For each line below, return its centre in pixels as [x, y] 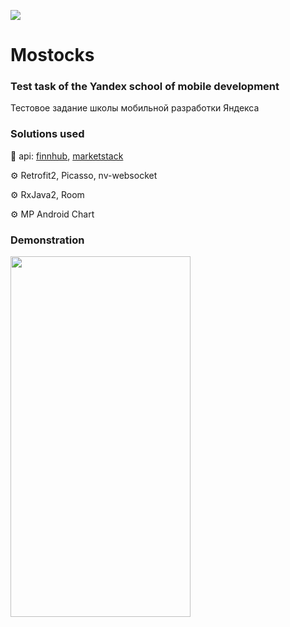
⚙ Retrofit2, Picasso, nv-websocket [84, 175]
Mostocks [52, 55]
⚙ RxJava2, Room [47, 194]
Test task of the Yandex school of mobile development [145, 87]
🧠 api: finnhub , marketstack [67, 156]
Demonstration [47, 240]
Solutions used [47, 134]
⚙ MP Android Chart [52, 214]
